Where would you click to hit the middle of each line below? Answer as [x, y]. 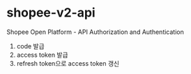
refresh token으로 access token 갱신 [68, 63]
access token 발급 [42, 55]
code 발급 [30, 46]
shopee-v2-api [51, 13]
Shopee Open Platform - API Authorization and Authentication [95, 32]
